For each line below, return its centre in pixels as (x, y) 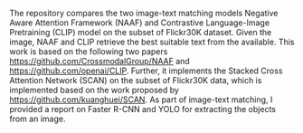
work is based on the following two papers (89, 52)
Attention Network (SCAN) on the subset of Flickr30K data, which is (136, 80)
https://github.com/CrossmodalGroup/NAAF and (99, 61)
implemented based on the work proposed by (94, 90)
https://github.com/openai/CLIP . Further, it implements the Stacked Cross (146, 71)
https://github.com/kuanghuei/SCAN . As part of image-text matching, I (141, 100)
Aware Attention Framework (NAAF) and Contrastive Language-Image (139, 23)
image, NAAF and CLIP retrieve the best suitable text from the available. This (152, 42)
